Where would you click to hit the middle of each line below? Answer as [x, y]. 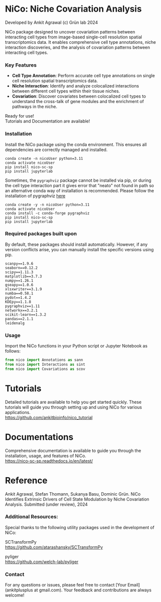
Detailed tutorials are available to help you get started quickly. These [73, 402]
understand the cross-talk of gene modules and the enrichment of [78, 102]
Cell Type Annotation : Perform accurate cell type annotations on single [83, 76]
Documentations [39, 437]
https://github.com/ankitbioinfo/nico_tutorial [49, 417]
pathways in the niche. [35, 107]
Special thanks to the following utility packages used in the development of [80, 527]
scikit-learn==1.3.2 [26, 314]
